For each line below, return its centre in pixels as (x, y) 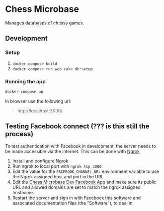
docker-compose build (35, 64)
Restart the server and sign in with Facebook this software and (77, 198)
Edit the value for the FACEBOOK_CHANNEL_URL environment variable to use (85, 171)
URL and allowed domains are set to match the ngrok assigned (76, 187)
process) (19, 134)
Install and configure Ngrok (40, 161)
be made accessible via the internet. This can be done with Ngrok (73, 151)
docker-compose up (24, 92)
